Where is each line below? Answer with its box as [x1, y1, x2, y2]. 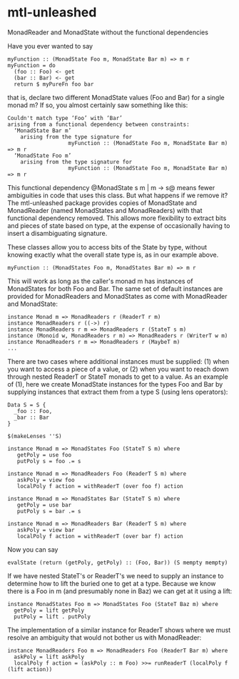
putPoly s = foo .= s [16, 457, 81, 465]
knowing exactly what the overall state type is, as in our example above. [7, 250, 219, 259]
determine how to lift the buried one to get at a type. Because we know [7, 579, 216, 588]
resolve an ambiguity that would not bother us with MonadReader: [7, 633, 202, 642]
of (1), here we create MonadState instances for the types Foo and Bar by [7, 380, 223, 388]
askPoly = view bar [16, 526, 75, 533]
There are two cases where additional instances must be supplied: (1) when [7, 357, 230, 365]
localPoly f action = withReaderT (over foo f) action [16, 482, 183, 490]
